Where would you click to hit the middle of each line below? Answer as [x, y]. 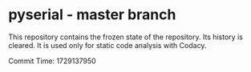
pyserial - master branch [92, 15]
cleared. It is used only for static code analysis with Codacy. [107, 45]
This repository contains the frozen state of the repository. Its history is [125, 37]
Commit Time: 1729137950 [52, 61]
